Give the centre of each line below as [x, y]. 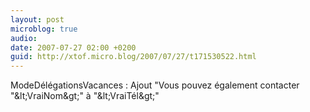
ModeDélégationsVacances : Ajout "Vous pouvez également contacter [155, 85]
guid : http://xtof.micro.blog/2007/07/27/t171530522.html [133, 57]
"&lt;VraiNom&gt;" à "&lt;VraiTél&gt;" [85, 96]
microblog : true [44, 29]
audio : [24, 38]
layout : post [37, 19]
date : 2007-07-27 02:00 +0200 [73, 47]
